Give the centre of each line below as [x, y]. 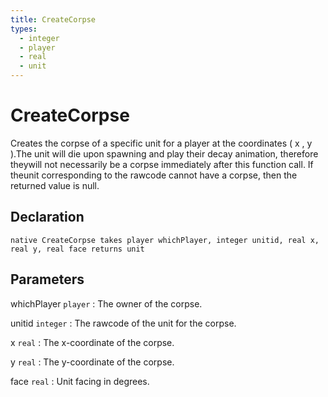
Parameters [47, 279]
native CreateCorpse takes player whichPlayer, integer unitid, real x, [165, 240]
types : [24, 29]
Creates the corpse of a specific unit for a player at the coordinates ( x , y [161, 143]
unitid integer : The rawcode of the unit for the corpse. [123, 323]
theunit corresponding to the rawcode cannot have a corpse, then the [154, 175]
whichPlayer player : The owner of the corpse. [106, 303]
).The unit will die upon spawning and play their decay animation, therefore [164, 153]
